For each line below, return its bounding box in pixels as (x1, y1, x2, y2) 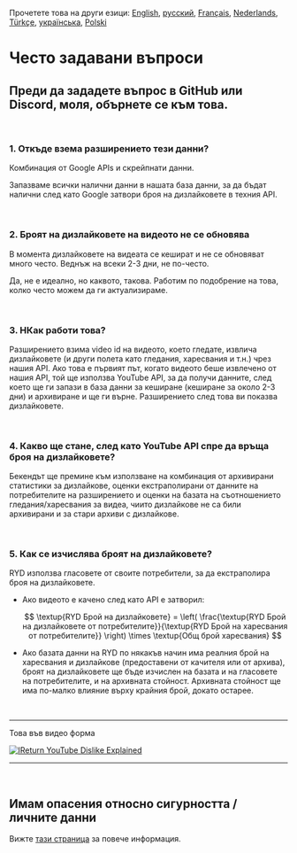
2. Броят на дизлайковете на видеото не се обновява (9, 229, 250, 241)
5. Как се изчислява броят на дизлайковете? (9, 548, 212, 561)
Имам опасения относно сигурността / (9, 796, 238, 811)
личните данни (9, 810, 97, 825)
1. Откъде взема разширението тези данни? (9, 142, 209, 154)
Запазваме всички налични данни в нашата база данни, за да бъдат (9, 180, 267, 190)
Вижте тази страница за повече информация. (9, 834, 181, 844)
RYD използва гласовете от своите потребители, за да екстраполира (9, 568, 271, 578)
